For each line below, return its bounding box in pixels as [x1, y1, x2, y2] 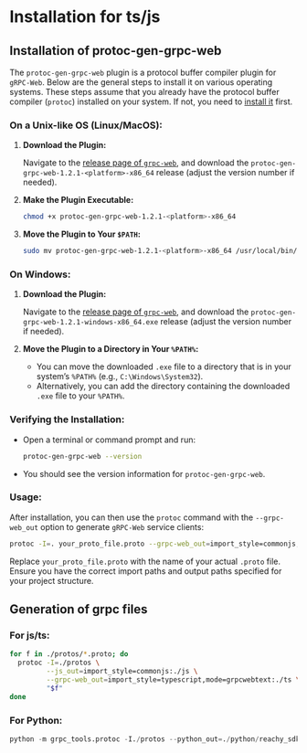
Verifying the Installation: [9, 413, 125, 426]
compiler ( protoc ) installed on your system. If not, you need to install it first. [9, 96, 293, 107]
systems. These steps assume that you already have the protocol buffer [9, 87, 281, 97]
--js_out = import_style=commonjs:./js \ [46, 667, 198, 676]
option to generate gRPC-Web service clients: [40, 521, 204, 532]
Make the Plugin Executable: [22, 195, 134, 206]
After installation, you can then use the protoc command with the [9, 512, 254, 523]
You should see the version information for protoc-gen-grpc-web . [22, 468, 266, 479]
